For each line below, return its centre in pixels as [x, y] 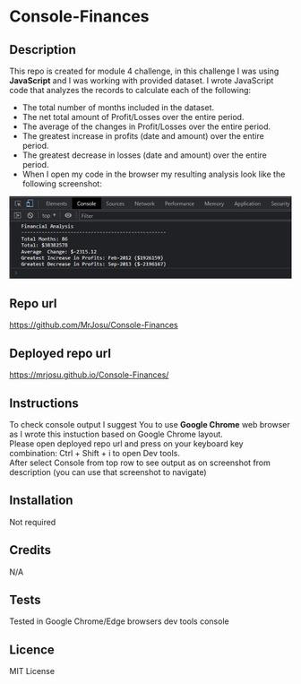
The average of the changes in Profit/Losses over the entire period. [146, 126]
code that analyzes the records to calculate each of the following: [130, 90]
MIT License [32, 671]
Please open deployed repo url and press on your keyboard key [126, 444]
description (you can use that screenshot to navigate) [108, 472]
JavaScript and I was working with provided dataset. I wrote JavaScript [142, 81]
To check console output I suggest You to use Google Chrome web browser [150, 424]
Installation [41, 501]
